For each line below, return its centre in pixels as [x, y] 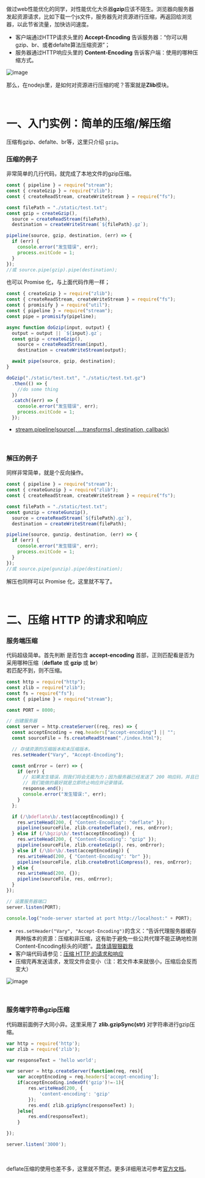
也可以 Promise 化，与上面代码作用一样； [58, 282]
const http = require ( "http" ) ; [46, 682]
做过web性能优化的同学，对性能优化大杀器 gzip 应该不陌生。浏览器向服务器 [100, 9]
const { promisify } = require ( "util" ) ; [59, 305]
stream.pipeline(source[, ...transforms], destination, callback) [92, 429]
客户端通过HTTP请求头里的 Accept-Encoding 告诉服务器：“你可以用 [101, 37]
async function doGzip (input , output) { [59, 327]
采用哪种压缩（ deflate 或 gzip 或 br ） [54, 663]
